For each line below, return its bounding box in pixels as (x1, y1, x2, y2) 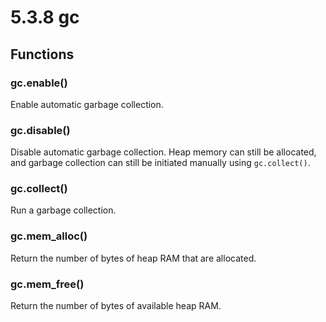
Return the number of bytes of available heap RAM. (10, 300, 222, 312)
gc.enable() (10, 76, 68, 90)
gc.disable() (10, 123, 71, 137)
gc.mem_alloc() (10, 229, 88, 243)
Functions (10, 46, 75, 63)
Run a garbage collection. (10, 204, 117, 216)
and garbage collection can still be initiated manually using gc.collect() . (10, 157, 311, 169)
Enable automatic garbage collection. (10, 98, 164, 110)
